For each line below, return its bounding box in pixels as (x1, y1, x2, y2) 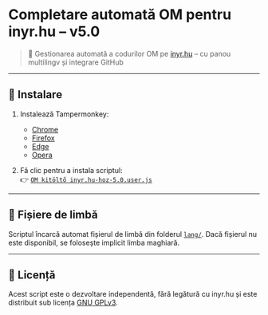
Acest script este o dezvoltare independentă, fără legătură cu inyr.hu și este (8, 289, 258, 299)
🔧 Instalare (8, 88, 62, 101)
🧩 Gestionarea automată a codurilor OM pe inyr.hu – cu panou (27, 49, 231, 58)
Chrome (31, 124, 58, 134)
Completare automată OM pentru (8, 6, 232, 24)
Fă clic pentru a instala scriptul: (19, 165, 123, 175)
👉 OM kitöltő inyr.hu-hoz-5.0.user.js (19, 174, 153, 184)
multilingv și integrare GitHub (27, 57, 124, 67)
